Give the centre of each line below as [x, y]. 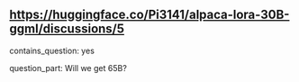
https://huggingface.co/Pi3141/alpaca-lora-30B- [149, 15]
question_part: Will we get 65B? [68, 68]
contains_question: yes [52, 50]
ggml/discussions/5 [67, 29]
